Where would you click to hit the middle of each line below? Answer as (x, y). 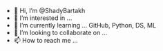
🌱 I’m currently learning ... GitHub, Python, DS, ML (85, 25)
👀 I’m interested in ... (43, 18)
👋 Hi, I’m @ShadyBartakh (49, 11)
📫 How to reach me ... (46, 40)
